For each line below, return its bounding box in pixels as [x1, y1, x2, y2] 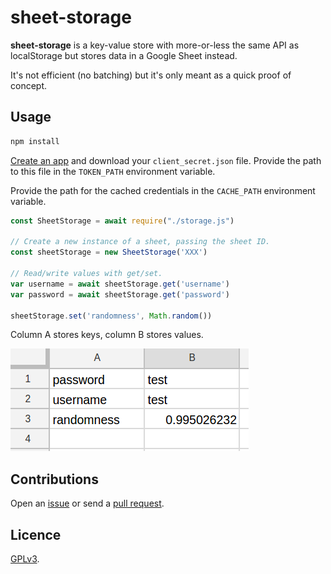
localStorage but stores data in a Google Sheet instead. [10, 49, 238, 61]
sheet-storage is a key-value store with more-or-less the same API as [10, 39, 300, 51]
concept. [10, 79, 48, 91]
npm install [10, 136, 60, 146]
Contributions [10, 471, 99, 488]
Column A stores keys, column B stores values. [10, 329, 204, 341]
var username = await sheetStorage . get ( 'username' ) [10, 279, 230, 289]
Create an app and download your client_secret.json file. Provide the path [10, 154, 322, 166]
